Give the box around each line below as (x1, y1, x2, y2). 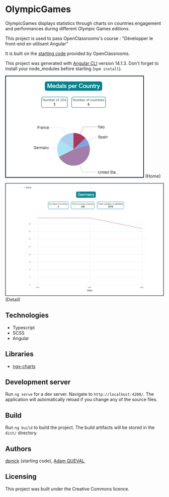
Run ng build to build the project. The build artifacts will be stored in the (5, 424, 155, 430)
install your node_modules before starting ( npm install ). (5, 66, 122, 72)
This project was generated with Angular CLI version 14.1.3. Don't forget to (5, 60, 159, 66)
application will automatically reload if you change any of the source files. (5, 397, 157, 403)
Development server (5, 378, 71, 386)
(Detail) (5, 296, 21, 302)
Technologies (5, 311, 49, 320)
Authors (5, 445, 32, 453)
